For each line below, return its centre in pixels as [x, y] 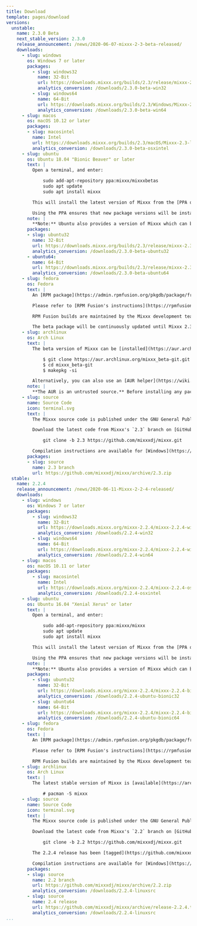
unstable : [23, 28]
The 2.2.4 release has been [66, 853]
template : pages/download [38, 17]
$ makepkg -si [60, 370]
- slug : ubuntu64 [53, 702]
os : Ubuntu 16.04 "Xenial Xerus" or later [80, 604]
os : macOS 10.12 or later [59, 121]
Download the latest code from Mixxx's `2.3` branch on [102, 430]
